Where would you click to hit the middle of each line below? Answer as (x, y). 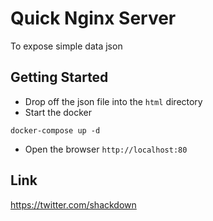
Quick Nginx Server (93, 18)
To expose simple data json (66, 46)
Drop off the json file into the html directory (113, 101)
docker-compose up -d (55, 130)
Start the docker (58, 112)
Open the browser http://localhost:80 (106, 149)
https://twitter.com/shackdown (73, 204)
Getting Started (59, 77)
